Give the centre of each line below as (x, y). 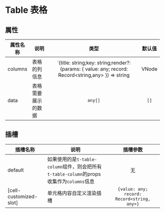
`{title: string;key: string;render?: (94, 63)
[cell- (14, 190)
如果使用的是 (62, 159)
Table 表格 (26, 10)
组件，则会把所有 (82, 167)
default (16, 170)
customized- (23, 196)
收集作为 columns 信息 (71, 181)
